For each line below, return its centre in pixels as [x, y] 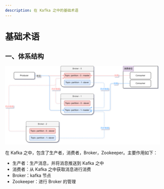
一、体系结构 [25, 56]
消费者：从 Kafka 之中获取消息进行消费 [52, 169]
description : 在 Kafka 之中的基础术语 [42, 10]
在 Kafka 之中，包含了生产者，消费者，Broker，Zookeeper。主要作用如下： [82, 153]
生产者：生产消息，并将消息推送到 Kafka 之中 [58, 163]
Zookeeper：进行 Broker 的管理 [44, 181]
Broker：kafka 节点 [32, 175]
